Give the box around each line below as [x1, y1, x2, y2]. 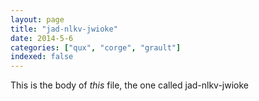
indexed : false [10, 52, 74, 62]
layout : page [10, 14, 65, 25]
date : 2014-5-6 [10, 33, 74, 43]
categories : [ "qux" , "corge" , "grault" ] [10, 42, 182, 53]
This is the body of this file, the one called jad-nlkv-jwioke [10, 79, 250, 91]
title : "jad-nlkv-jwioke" [10, 24, 118, 34]
